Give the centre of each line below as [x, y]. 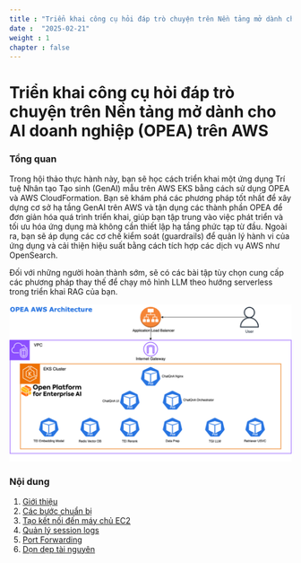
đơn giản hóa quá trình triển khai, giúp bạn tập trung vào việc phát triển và [146, 216]
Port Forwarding [52, 540]
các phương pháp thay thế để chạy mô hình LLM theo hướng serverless [141, 282]
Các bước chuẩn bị [57, 511]
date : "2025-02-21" [50, 28]
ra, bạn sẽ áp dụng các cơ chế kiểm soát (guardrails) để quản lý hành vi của [150, 236]
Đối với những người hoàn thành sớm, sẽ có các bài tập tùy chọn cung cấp [146, 272]
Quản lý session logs [61, 530]
